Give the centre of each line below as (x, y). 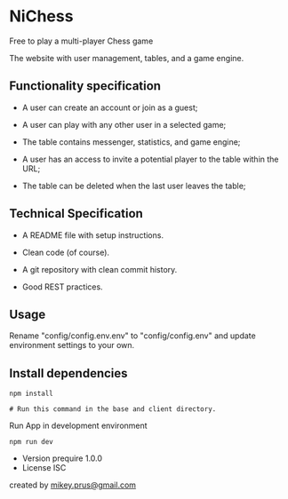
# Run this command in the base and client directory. (113, 409)
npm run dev (31, 442)
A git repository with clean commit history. (100, 269)
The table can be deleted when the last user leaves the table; (134, 186)
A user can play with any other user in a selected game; (124, 124)
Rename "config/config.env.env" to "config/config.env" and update (132, 336)
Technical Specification (76, 214)
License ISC (44, 468)
